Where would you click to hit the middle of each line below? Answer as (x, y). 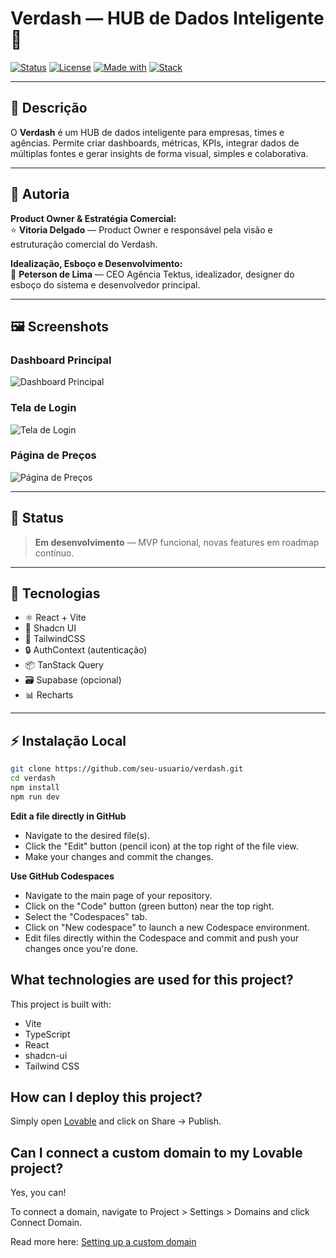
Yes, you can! (38, 1193)
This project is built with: (61, 1004)
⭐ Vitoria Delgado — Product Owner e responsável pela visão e (141, 229)
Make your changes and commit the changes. (119, 856)
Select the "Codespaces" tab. (86, 916)
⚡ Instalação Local (68, 740)
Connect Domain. (46, 1223)
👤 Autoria (40, 194)
